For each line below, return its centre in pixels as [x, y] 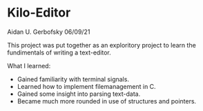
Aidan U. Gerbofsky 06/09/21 [49, 32]
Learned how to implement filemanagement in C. [87, 86]
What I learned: [29, 65]
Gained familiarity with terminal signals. [73, 79]
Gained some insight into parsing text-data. [79, 94]
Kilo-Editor [39, 13]
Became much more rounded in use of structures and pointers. [107, 101]
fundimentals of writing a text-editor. [59, 52]
